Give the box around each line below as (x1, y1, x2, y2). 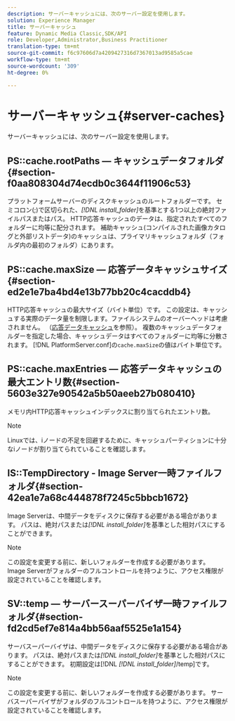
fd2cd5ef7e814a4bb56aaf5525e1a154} (7, 623, 182, 634)
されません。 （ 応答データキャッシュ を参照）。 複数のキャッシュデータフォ (7, 323, 223, 331)
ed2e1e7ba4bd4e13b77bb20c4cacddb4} (7, 286, 192, 298)
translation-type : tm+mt (7, 43, 80, 50)
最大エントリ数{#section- (7, 376, 121, 388)
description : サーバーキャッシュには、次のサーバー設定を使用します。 (7, 10, 189, 18)
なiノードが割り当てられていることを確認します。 (7, 445, 149, 453)
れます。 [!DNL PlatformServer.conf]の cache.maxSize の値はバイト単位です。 (7, 340, 226, 349)
